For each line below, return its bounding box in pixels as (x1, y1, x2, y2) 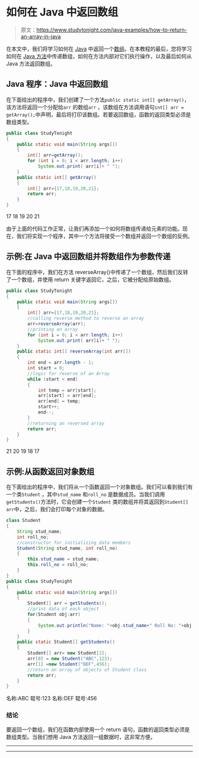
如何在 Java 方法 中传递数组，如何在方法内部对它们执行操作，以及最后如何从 (6, 52, 192, 59)
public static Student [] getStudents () (17, 639, 115, 645)
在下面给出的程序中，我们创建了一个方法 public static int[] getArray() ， (6, 96, 190, 103)
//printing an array (27, 326, 78, 332)
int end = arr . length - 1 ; (27, 360, 94, 366)
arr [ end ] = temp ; (37, 398, 81, 404)
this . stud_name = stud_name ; (27, 556, 99, 562)
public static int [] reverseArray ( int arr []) (17, 348, 131, 354)
